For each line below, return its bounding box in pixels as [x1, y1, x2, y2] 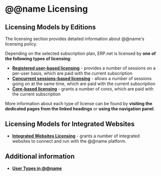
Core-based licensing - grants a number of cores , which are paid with [12, 86, 154, 91]
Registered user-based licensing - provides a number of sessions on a [12, 65, 156, 71]
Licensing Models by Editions [5, 23, 96, 31]
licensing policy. [5, 41, 37, 47]
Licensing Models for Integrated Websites [5, 120, 135, 128]
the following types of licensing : [5, 56, 72, 62]
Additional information [5, 153, 75, 161]
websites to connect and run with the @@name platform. [12, 138, 126, 144]
